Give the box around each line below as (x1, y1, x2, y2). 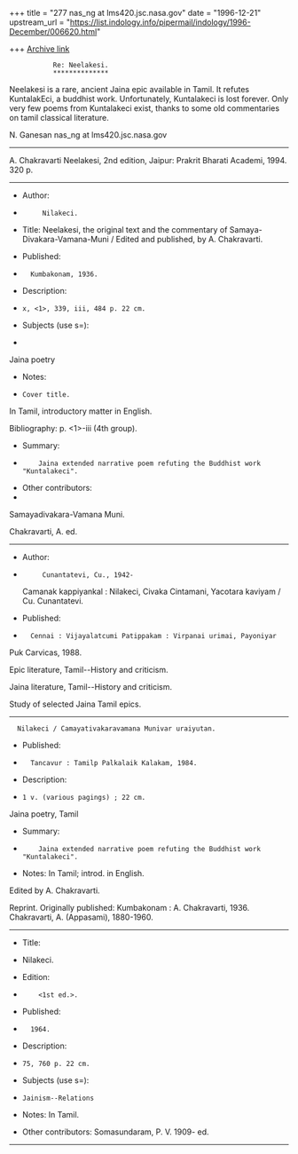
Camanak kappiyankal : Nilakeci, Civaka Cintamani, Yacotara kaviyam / (21, 586, 281, 597)
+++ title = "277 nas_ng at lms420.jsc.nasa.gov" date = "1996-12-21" (9, 8, 262, 18)
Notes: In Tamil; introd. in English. (21, 868, 145, 878)
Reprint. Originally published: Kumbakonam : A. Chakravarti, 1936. (9, 903, 250, 913)
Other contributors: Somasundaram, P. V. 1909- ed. (21, 1126, 210, 1137)
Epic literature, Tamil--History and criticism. (9, 665, 169, 675)
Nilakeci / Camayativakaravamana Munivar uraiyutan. (17, 724, 216, 733)
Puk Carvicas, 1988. (9, 647, 82, 658)
